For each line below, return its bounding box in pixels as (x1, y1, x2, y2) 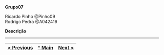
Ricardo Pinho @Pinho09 (5, 14, 55, 19)
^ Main (38, 44, 54, 51)
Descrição (5, 28, 27, 34)
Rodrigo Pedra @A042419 (5, 19, 58, 24)
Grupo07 (5, 4, 23, 10)
